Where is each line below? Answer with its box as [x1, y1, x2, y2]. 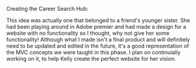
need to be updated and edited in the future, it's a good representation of [6, 42, 189, 49]
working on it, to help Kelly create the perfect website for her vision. [6, 55, 176, 62]
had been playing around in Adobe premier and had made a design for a [6, 23, 186, 30]
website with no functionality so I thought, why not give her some [6, 29, 170, 37]
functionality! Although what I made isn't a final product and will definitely [6, 36, 190, 43]
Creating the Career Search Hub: [6, 5, 89, 12]
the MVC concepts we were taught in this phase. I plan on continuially [6, 49, 181, 56]
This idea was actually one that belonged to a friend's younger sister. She [6, 17, 191, 23]
